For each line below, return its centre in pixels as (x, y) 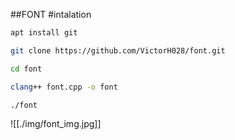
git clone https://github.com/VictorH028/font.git (118, 50)
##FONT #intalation (51, 14)
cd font (26, 69)
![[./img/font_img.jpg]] (56, 124)
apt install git (44, 33)
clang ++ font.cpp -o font (64, 87)
